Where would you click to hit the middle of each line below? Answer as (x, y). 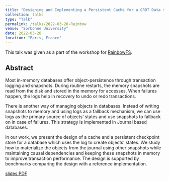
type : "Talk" (19, 19)
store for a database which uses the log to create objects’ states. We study (83, 142)
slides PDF (16, 173)
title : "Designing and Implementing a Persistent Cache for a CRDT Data (83, 10)
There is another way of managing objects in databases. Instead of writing (82, 106)
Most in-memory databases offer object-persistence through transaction (80, 80)
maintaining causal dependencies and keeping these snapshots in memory (83, 153)
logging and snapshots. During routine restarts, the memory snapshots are (82, 85)
